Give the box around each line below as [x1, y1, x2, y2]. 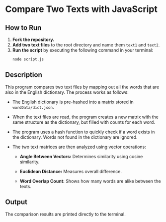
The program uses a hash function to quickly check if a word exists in [12, 129, 155, 135]
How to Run [5, 23, 42, 32]
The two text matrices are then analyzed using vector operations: [12, 144, 146, 150]
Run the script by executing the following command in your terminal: [12, 47, 153, 53]
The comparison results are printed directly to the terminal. [5, 211, 126, 217]
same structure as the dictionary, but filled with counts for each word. [12, 119, 155, 125]
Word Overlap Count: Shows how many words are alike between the [19, 178, 161, 184]
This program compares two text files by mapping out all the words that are [5, 84, 160, 90]
